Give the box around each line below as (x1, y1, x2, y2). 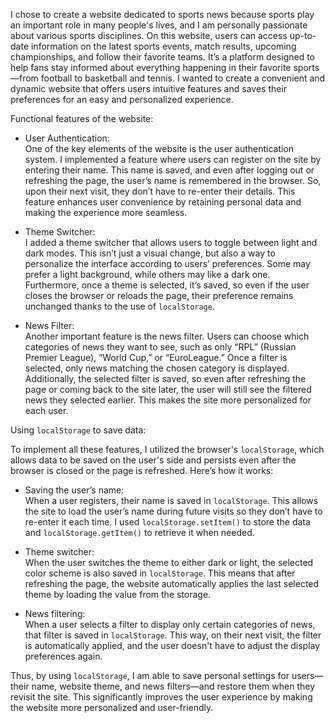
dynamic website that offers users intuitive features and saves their (10, 83, 288, 94)
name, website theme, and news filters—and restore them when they (31, 680, 316, 692)
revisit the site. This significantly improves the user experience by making (10, 691, 313, 703)
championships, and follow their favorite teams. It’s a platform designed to (10, 51, 315, 63)
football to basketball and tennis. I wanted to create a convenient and (40, 72, 326, 84)
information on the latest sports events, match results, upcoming (30, 40, 297, 52)
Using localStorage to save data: (10, 424, 147, 436)
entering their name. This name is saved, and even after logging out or (24, 164, 315, 176)
